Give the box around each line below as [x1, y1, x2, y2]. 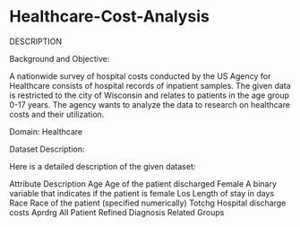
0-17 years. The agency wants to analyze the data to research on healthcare [9, 99, 291, 109]
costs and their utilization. [9, 109, 105, 119]
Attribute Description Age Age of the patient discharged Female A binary [9, 178, 278, 189]
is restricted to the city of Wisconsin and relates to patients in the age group [9, 90, 289, 100]
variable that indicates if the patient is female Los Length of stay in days [9, 188, 275, 198]
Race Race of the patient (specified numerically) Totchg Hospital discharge [9, 197, 287, 208]
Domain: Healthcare [9, 126, 83, 136]
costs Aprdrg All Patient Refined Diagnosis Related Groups [9, 206, 225, 217]
